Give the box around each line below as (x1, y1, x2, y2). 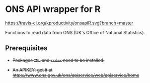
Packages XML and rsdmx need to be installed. (12, 57, 105, 63)
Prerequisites (5, 44, 48, 53)
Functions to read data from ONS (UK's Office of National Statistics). (5, 29, 146, 35)
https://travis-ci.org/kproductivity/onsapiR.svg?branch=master (5, 20, 133, 26)
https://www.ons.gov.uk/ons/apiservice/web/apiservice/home (12, 72, 140, 78)
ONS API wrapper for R (5, 3, 101, 15)
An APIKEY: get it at (12, 67, 53, 73)
